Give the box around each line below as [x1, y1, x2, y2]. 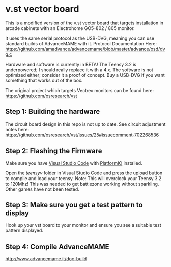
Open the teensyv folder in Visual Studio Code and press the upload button [5, 170, 163, 176]
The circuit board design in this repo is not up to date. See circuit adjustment [5, 121, 166, 127]
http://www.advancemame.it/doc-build [5, 256, 87, 262]
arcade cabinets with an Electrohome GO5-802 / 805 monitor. [5, 25, 135, 31]
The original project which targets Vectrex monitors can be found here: [5, 87, 154, 93]
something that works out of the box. [5, 77, 83, 83]
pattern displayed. [5, 227, 43, 234]
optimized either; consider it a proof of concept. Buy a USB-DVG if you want [5, 72, 165, 78]
